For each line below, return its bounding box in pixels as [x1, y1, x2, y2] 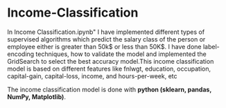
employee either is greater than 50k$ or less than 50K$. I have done [7, 42, 202, 51]
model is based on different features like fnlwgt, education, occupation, [7, 64, 211, 73]
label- [202, 42, 220, 51]
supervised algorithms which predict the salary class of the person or [7, 35, 206, 43]
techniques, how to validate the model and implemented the [35, 50, 207, 58]
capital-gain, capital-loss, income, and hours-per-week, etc [7, 71, 178, 80]
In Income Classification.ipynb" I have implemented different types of [7, 28, 205, 36]
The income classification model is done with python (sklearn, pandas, [7, 85, 212, 93]
